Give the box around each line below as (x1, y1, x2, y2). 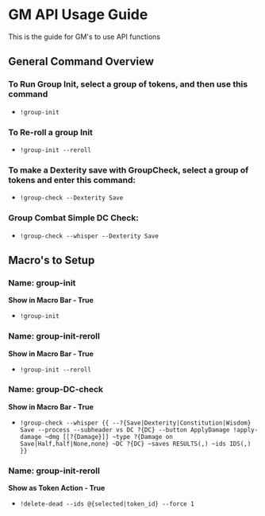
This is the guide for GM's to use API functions (8, 32, 161, 41)
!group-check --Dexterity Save (19, 194, 124, 202)
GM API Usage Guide (8, 6, 148, 24)
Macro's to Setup (8, 253, 95, 267)
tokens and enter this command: (8, 174, 136, 185)
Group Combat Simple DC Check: (8, 212, 139, 223)
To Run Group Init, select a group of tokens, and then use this (8, 79, 248, 90)
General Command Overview (8, 55, 155, 68)
